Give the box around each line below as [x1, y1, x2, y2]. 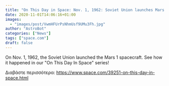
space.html [5, 74, 29, 81]
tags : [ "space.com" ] [5, 36, 49, 41]
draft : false [5, 40, 33, 46]
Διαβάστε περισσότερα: [5, 69, 55, 75]
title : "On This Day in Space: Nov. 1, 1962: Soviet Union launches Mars [5, 7, 165, 13]
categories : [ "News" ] [5, 31, 51, 36]
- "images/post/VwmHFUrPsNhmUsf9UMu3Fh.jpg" [10, 21, 106, 27]
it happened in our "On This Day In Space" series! [5, 59, 109, 66]
